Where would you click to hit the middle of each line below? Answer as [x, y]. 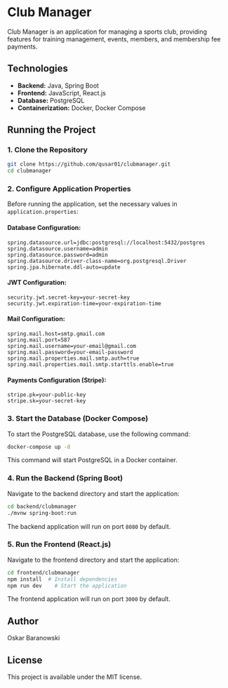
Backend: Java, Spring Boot [58, 86]
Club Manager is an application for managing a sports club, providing [107, 32]
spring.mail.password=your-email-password [70, 352]
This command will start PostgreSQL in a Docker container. [92, 460]
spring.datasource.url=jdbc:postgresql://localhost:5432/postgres [106, 243]
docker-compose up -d [39, 447]
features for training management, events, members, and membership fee [114, 39]
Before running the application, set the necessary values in [92, 204]
